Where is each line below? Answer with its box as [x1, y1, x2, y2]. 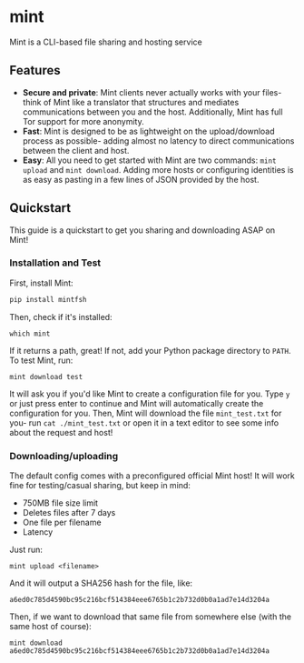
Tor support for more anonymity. [22, 116, 144, 126]
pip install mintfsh [9, 295, 88, 304]
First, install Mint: [9, 277, 74, 288]
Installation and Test [9, 256, 102, 269]
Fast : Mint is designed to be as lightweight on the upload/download [22, 126, 275, 136]
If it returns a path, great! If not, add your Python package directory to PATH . [9, 345, 292, 356]
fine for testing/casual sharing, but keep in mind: [9, 480, 191, 491]
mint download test [9, 372, 83, 381]
